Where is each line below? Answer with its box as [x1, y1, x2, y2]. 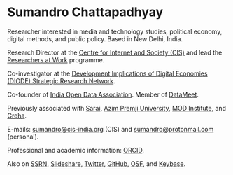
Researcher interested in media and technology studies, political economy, [7, 27, 223, 36]
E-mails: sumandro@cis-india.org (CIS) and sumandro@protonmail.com [7, 125, 214, 133]
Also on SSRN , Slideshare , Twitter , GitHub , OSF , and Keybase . [7, 159, 186, 168]
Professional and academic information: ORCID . [7, 146, 145, 154]
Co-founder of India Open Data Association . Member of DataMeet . [7, 90, 199, 99]
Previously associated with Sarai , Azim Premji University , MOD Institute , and [7, 104, 226, 112]
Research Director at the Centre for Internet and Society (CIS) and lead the [7, 48, 223, 57]
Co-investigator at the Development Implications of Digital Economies [7, 69, 208, 78]
